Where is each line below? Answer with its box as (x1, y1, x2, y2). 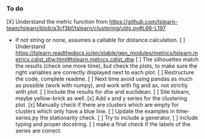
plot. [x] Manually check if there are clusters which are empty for (15, 101, 179, 109)
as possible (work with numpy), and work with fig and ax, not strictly (15, 82, 188, 89)
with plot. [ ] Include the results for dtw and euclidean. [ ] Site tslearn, (15, 88, 191, 96)
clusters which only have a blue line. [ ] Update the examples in (15, 108, 176, 115)
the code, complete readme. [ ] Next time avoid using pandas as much (15, 75, 193, 83)
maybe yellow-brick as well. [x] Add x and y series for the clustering (15, 94, 188, 102)
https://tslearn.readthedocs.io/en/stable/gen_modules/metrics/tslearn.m (15, 49, 198, 57)
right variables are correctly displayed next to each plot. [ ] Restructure (15, 69, 195, 76)
